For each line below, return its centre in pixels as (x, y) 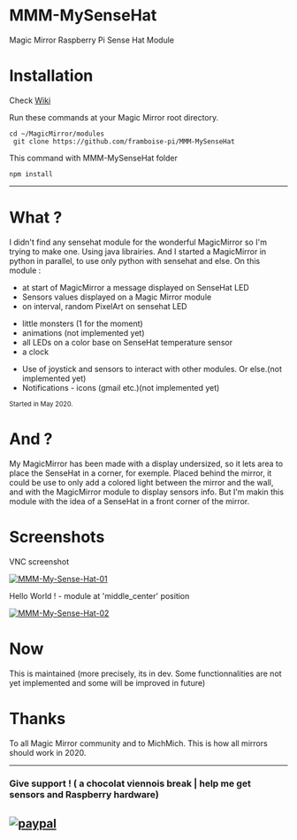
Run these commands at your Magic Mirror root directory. (114, 117)
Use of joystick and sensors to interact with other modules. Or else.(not (152, 369)
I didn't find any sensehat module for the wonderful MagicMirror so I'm (138, 242)
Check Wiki (30, 100)
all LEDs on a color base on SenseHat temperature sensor (127, 342)
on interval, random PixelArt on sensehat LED (104, 306)
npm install (31, 174)
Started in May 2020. (41, 404)
